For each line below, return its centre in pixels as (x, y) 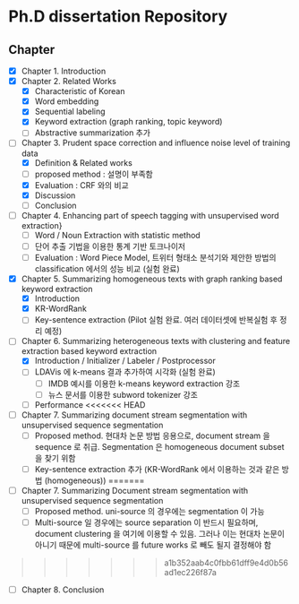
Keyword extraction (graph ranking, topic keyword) (128, 122)
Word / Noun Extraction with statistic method (117, 235)
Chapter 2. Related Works (69, 82)
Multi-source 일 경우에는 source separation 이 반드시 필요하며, (146, 522)
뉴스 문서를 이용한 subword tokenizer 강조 (123, 394)
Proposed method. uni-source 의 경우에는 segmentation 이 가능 (149, 511)
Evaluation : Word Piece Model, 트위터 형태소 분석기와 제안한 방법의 (155, 258)
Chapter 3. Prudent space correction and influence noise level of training (156, 143)
